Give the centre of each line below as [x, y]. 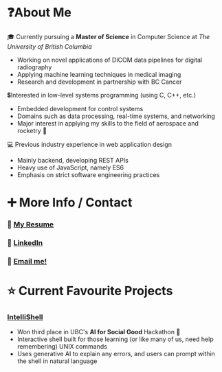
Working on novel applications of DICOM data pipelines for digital [110, 60]
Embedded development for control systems [80, 108]
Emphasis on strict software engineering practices [88, 174]
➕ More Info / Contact [70, 203]
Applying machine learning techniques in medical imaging [99, 74]
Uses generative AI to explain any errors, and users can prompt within [116, 354]
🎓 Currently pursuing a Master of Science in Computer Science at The [109, 36]
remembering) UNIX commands [62, 347]
